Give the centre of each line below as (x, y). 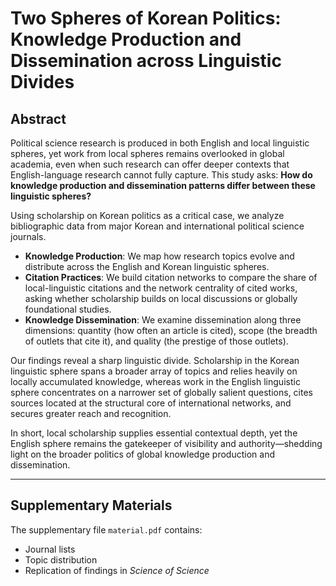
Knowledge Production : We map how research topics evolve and (159, 256)
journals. (28, 236)
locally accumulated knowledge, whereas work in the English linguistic (155, 381)
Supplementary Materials (91, 505)
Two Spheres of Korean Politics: (146, 18)
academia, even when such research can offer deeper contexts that (150, 164)
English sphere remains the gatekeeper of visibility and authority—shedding (166, 443)
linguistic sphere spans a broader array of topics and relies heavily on (154, 371)
